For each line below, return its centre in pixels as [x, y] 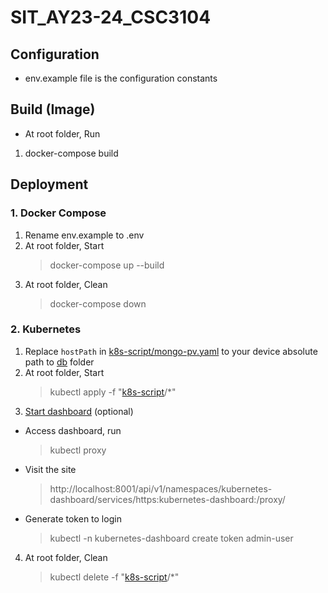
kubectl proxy [78, 450]
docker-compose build [71, 153]
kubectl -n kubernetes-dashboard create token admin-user [171, 538]
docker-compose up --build [107, 265]
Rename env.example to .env [84, 235]
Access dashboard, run [73, 430]
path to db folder [59, 362]
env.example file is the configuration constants [121, 78]
